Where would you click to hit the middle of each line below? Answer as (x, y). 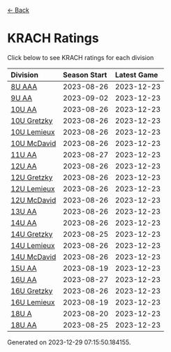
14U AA (24, 223)
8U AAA (24, 87)
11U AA (24, 154)
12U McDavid (34, 200)
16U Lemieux (33, 302)
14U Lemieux (33, 245)
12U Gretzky (32, 177)
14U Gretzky (32, 234)
